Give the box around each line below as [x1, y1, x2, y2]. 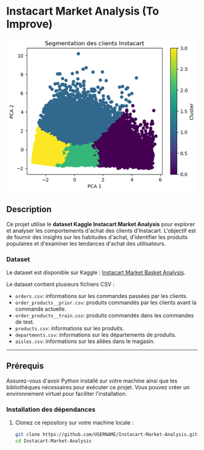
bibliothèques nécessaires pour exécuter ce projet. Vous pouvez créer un [6, 383, 190, 390]
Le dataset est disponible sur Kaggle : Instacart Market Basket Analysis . [6, 269, 186, 276]
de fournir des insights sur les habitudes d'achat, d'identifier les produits [6, 233, 188, 241]
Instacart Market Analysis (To [6, 4, 159, 18]
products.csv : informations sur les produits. [15, 325, 124, 332]
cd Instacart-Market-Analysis [15, 438, 92, 444]
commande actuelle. [15, 305, 67, 313]
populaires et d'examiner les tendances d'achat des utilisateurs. [6, 240, 166, 247]
